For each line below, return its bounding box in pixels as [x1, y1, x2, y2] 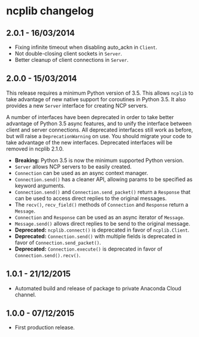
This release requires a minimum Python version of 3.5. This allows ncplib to [6, 89, 194, 96]
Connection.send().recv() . [14, 251, 81, 258]
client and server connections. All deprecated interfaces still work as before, [6, 126, 193, 133]
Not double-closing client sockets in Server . [14, 50, 122, 57]
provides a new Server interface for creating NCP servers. [6, 102, 149, 109]
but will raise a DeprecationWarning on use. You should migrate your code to [6, 132, 192, 139]
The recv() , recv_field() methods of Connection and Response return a [14, 201, 189, 208]
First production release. [14, 324, 75, 331]
